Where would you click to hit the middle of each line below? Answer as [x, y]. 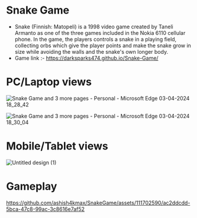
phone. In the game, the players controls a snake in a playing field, [96, 39]
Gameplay [32, 186]
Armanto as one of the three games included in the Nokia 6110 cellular [100, 32]
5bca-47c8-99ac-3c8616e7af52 [45, 209]
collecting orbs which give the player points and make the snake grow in [103, 45]
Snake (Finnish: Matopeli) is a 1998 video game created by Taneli [94, 27]
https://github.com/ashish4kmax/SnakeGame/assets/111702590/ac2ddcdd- [98, 203]
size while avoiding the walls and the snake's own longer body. [91, 51]
